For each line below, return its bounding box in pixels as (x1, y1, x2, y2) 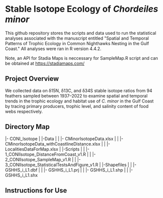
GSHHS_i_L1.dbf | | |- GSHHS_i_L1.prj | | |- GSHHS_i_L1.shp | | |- (5, 167, 133, 173)
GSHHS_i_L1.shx (5, 172, 38, 178)
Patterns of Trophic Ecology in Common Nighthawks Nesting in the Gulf (5, 40, 149, 46)
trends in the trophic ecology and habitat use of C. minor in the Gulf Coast (5, 98, 154, 104)
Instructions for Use (5, 186, 67, 195)
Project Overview (5, 74, 59, 83)
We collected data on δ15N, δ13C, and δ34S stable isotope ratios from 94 (5, 87, 152, 94)
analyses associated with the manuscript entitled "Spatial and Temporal (5, 35, 149, 41)
